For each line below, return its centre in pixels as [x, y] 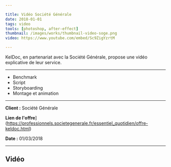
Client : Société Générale [32, 108]
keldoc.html [18, 129]
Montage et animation [36, 93]
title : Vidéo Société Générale [38, 14]
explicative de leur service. [34, 62]
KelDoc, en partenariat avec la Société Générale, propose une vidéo [76, 57]
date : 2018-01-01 [24, 19]
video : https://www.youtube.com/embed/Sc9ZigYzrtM [60, 38]
